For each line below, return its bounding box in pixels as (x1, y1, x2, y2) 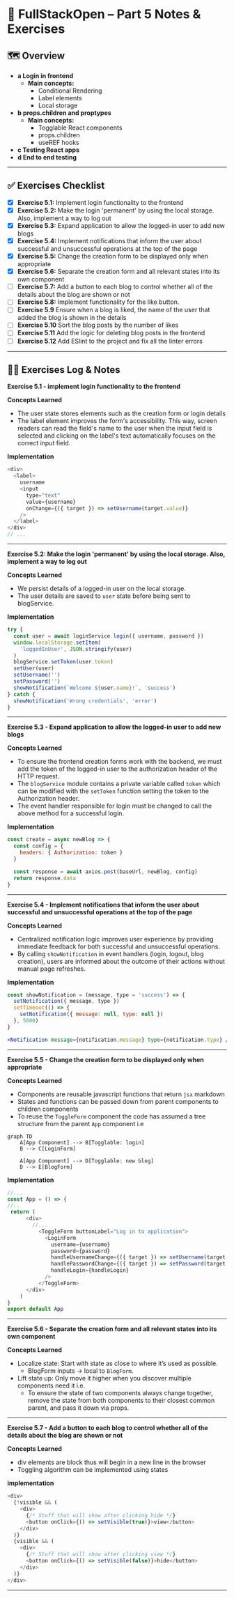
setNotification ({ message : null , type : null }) (19, 1011, 164, 1018)
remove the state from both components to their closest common (27, 1397, 215, 1405)
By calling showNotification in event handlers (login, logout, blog (17, 949, 204, 958)
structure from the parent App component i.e (17, 1119, 144, 1128)
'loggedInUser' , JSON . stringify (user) (19, 645, 132, 652)
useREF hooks (38, 139, 79, 146)
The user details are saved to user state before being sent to (17, 592, 191, 600)
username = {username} (51, 1240, 111, 1248)
